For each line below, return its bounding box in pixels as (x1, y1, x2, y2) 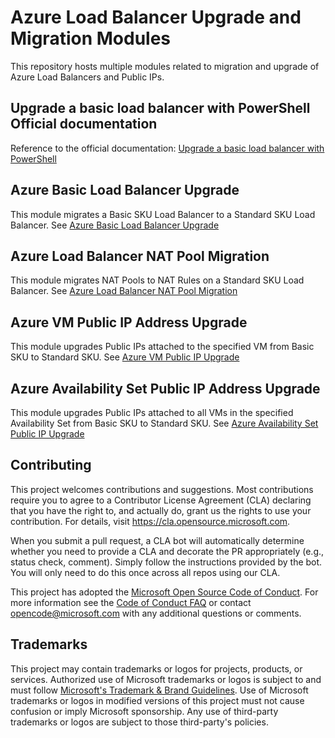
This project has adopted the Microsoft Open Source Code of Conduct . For (10, 586, 319, 598)
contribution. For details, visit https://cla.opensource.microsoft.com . (10, 515, 291, 527)
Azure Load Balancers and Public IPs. (10, 71, 165, 83)
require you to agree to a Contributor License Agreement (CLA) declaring (10, 494, 312, 506)
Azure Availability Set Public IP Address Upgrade (10, 380, 321, 397)
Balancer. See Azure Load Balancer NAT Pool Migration (10, 285, 238, 297)
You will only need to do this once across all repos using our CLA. (10, 566, 281, 578)
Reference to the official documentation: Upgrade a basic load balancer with (10, 142, 325, 154)
